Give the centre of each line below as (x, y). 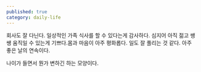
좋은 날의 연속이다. (28, 50)
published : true (27, 12)
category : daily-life (34, 17)
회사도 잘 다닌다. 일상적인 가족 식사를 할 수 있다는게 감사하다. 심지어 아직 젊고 (98, 35)
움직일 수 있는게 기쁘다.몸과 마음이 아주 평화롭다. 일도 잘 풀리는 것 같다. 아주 (102, 43)
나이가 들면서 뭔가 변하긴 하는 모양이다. (53, 63)
